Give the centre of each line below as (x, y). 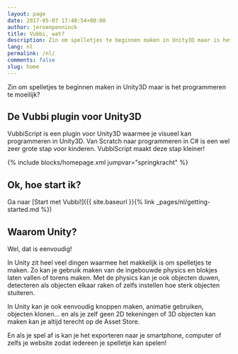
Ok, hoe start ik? (44, 185)
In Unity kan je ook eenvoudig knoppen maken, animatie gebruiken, (106, 306)
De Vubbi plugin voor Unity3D (74, 117)
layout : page (27, 14)
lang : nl (20, 47)
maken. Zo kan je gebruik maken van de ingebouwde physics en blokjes (113, 270)
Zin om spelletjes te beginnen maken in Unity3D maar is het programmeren (117, 87)
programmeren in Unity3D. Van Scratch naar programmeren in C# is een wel (119, 141)
